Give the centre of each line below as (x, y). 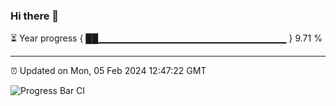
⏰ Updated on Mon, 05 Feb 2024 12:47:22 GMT (108, 71)
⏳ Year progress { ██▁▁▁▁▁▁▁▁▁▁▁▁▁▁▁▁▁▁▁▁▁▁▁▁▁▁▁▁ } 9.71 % (166, 38)
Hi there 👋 (35, 16)
